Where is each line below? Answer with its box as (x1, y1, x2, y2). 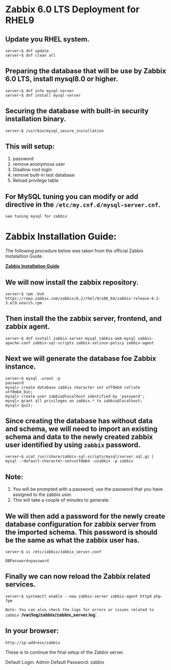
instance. (5, 362, 36, 371)
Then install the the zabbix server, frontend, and (5, 314, 162, 323)
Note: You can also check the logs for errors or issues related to (5, 607, 154, 612)
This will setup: (5, 142, 55, 151)
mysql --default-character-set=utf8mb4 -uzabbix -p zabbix (5, 459, 134, 464)
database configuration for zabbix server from (5, 520, 156, 528)
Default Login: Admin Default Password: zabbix (5, 659, 105, 665)
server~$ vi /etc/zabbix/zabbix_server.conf (5, 549, 102, 555)
